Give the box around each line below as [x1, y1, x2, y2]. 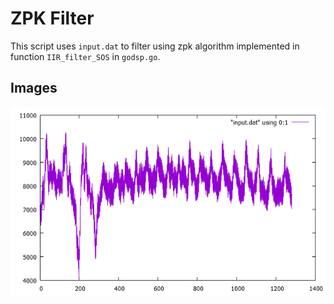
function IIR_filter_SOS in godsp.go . [10, 50, 161, 62]
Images [10, 80, 58, 97]
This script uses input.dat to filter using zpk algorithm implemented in [10, 40, 300, 52]
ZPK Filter [10, 7, 95, 30]
